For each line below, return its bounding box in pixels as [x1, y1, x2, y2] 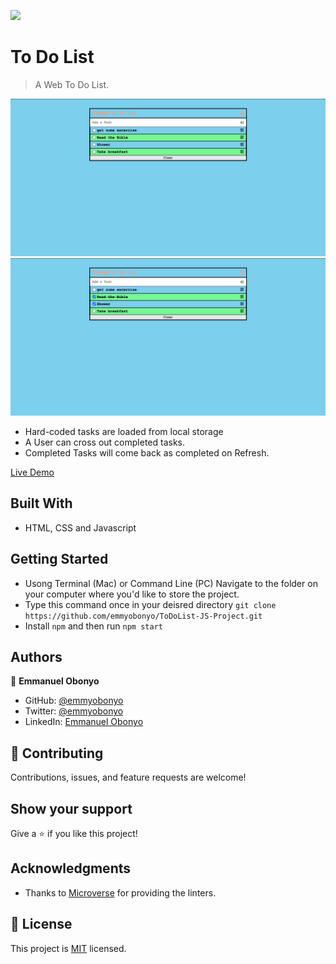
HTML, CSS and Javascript [24, 521, 137, 534]
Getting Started [10, 551, 109, 568]
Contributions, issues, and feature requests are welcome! [10, 771, 247, 784]
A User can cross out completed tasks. [24, 436, 186, 448]
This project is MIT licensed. [10, 942, 127, 954]
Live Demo [10, 466, 55, 478]
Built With [10, 495, 73, 512]
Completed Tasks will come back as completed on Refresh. [24, 446, 270, 459]
